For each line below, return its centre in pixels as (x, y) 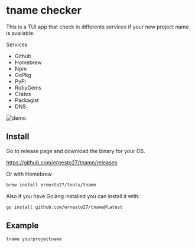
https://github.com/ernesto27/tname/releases (62, 162)
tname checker (44, 10)
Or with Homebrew (29, 174)
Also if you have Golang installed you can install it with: (73, 196)
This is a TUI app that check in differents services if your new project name (97, 27)
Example (22, 225)
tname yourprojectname (34, 239)
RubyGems (28, 87)
